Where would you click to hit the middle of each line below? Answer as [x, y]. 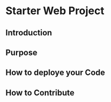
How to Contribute [40, 93]
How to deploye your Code [56, 73]
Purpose [22, 52]
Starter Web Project [55, 11]
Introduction [29, 33]
